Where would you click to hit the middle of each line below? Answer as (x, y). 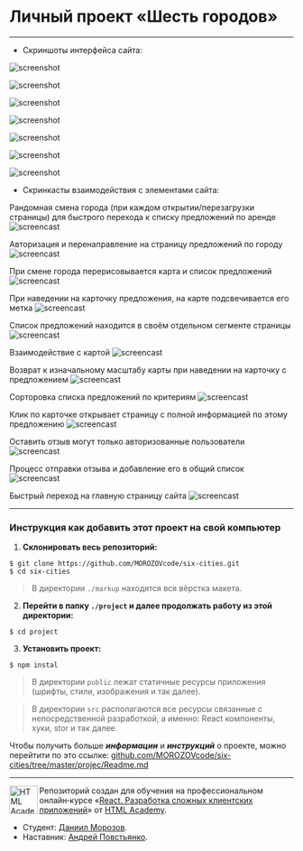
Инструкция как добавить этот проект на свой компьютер (145, 527)
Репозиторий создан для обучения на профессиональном (151, 791)
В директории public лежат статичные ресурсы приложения (148, 682)
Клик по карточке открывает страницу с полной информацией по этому (149, 414)
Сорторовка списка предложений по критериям (103, 397)
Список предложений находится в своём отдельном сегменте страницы (150, 325)
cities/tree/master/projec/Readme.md (79, 765)
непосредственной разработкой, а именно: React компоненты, (153, 718)
